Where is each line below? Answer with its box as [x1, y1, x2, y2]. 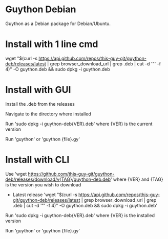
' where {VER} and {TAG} [110, 176, 163, 182]
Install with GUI [5, 84, 71, 95]
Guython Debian [5, 4, 76, 15]
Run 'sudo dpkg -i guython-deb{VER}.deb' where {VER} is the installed [5, 212, 155, 218]
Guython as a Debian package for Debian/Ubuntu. [5, 20, 111, 27]
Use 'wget [5, 171, 27, 177]
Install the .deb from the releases [5, 101, 75, 107]
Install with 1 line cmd [5, 38, 98, 50]
